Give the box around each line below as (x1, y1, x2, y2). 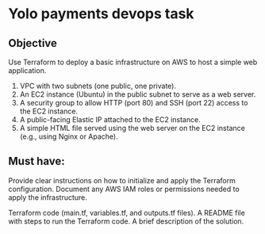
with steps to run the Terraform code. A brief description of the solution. (8, 216, 244, 226)
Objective (8, 36, 58, 50)
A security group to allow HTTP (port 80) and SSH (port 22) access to (19, 98, 248, 107)
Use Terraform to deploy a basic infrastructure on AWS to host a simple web (8, 57, 258, 67)
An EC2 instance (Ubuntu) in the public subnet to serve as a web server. (19, 90, 256, 99)
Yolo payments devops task (8, 5, 194, 23)
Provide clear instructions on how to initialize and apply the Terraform (8, 175, 236, 185)
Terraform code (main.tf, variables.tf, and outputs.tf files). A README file (8, 208, 246, 217)
